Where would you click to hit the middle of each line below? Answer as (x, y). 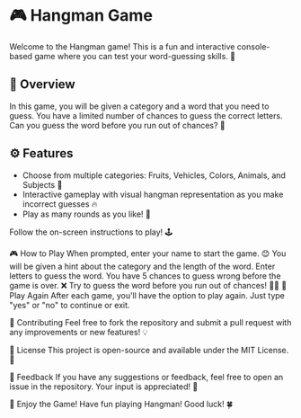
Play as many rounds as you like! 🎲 (86, 214)
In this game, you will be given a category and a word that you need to (139, 106)
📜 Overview (42, 84)
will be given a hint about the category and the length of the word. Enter (142, 266)
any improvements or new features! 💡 (79, 332)
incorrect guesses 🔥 (60, 204)
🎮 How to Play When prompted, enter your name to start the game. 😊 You (148, 253)
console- (253, 46)
